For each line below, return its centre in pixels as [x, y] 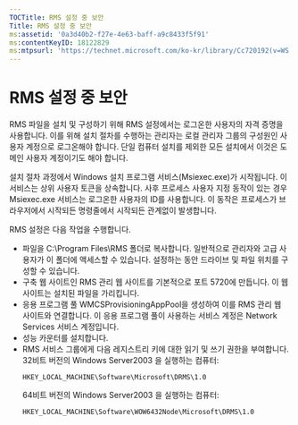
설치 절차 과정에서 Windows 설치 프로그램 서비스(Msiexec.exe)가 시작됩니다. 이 [149, 177]
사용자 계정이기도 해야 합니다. [77, 158]
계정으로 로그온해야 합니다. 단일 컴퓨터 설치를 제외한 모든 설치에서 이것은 [152, 147]
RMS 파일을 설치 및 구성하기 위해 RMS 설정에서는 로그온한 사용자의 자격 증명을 [146, 124]
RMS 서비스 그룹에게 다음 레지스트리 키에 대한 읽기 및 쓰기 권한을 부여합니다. [156, 349]
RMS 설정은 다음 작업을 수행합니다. [70, 230]
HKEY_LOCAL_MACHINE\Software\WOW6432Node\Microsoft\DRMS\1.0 [138, 412]
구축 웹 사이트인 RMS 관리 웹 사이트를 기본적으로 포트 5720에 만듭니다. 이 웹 [155, 282]
